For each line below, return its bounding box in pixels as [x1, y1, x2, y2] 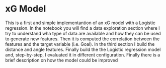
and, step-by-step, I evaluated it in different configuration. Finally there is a [5, 51, 160, 58]
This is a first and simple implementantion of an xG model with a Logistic [5, 20, 156, 26]
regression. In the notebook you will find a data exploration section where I [5, 25, 160, 31]
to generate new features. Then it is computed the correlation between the [5, 36, 160, 42]
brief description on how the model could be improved [5, 57, 118, 63]
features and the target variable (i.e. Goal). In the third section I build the [5, 41, 155, 47]
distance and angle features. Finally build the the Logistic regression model [5, 46, 161, 52]
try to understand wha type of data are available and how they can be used [5, 30, 161, 36]
